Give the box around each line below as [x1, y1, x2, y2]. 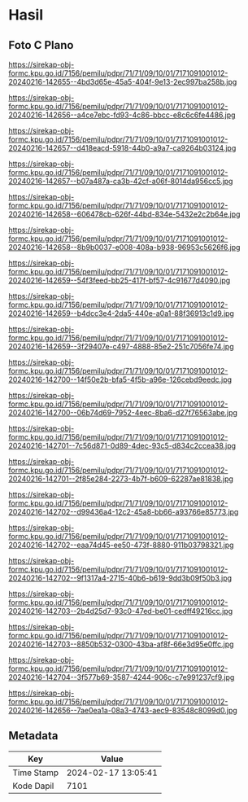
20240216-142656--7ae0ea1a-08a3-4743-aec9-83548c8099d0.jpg [8, 706, 237, 715]
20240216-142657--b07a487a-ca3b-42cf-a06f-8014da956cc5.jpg [8, 177, 233, 186]
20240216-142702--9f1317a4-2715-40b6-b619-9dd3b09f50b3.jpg [8, 573, 233, 583]
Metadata [8, 729, 59, 743]
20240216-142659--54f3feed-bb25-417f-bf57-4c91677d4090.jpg [8, 275, 231, 285]
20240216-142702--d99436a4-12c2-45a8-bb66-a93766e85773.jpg [8, 507, 239, 516]
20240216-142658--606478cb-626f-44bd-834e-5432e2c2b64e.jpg [8, 209, 241, 219]
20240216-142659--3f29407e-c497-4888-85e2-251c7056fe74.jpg [8, 342, 234, 351]
